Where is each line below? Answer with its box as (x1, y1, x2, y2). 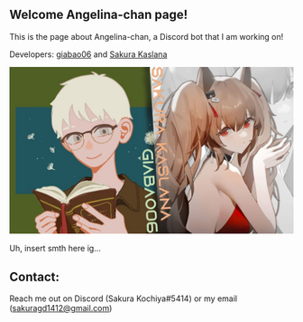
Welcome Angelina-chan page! (9, 7, 188, 23)
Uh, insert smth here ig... (9, 243, 101, 254)
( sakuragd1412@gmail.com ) (9, 302, 113, 313)
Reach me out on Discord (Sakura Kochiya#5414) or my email (9, 293, 237, 304)
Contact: (9, 269, 60, 284)
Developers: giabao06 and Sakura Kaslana (9, 49, 168, 60)
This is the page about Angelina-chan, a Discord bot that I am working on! (9, 31, 284, 42)
